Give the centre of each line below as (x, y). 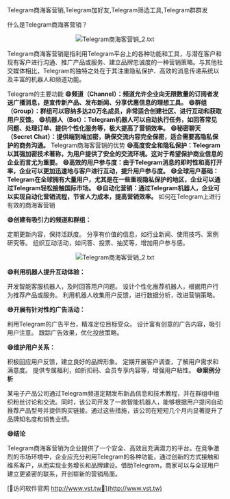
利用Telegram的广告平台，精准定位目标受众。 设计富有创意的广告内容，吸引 (114, 324)
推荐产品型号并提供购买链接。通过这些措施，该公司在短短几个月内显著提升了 (115, 410)
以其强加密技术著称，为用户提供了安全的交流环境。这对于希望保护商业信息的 (115, 154)
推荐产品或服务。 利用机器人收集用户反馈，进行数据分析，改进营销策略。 (116, 295)
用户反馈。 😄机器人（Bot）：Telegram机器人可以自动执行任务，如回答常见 (112, 119)
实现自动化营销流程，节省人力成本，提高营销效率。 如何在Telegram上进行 (117, 196)
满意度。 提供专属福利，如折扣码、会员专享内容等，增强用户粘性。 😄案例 (111, 370)
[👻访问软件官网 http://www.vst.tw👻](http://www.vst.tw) (85, 488)
